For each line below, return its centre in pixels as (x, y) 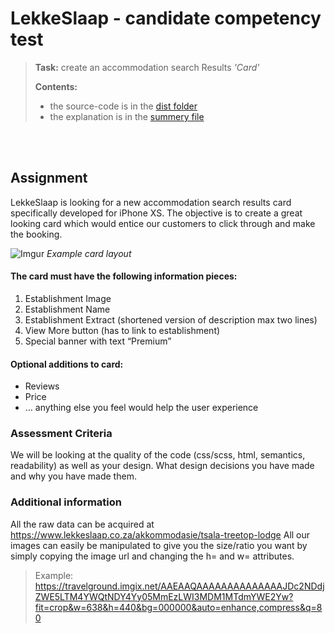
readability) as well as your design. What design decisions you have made (162, 466)
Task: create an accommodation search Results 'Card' (147, 67)
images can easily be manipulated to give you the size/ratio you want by (159, 545)
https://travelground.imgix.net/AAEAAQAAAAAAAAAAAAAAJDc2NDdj (179, 586)
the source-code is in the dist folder (123, 106)
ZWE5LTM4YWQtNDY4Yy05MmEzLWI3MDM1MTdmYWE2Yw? (164, 596)
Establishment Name (67, 309)
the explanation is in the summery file (127, 116)
